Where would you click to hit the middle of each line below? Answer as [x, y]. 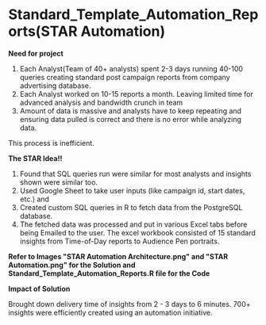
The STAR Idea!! [35, 158]
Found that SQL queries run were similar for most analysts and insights [135, 174]
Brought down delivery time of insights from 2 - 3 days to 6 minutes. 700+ [129, 304]
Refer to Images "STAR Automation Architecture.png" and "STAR [118, 256]
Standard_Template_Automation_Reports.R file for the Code [109, 273]
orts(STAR [43, 31]
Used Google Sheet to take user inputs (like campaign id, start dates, [132, 190]
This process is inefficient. [52, 143]
